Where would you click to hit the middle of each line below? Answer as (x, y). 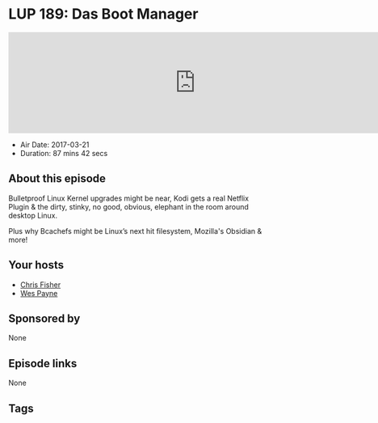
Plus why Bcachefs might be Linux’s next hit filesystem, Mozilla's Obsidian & (135, 231)
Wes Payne (39, 293)
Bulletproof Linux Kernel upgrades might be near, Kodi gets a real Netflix (128, 198)
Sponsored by (44, 318)
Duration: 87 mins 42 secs (64, 153)
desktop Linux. (33, 215)
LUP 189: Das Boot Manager (103, 14)
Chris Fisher (40, 285)
